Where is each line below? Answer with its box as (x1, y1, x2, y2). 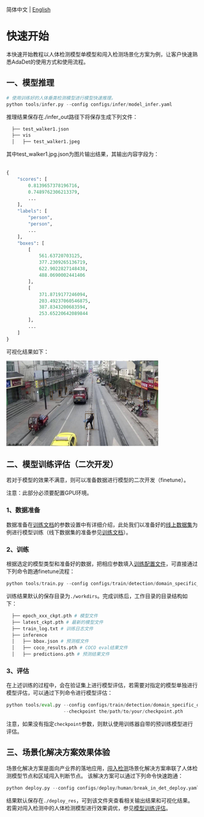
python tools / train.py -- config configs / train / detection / (6, 581, 156, 587)
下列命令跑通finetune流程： (6, 568, 75, 575)
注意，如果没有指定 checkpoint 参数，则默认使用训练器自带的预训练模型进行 (6, 720, 193, 728)
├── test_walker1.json (12, 126, 69, 132)
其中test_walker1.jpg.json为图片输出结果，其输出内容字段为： (6, 151, 160, 158)
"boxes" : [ (17, 240, 45, 246)
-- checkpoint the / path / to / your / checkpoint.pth (63, 708, 183, 715)
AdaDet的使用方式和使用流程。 (11, 58, 89, 66)
